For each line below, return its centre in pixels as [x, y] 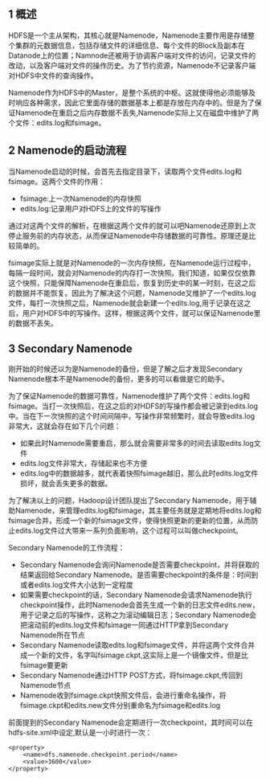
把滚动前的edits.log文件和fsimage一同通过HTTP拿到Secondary [124, 625]
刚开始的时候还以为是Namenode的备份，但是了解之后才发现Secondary [125, 369]
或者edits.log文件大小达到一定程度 [77, 585]
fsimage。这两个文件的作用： [57, 181]
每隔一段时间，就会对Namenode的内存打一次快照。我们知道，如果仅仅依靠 [132, 272]
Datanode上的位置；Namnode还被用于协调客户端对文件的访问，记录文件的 [132, 55]
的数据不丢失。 [33, 323]
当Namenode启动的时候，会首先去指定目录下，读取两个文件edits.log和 [125, 171]
